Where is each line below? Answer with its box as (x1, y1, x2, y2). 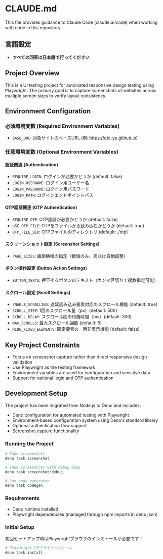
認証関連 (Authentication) (5, 161, 58, 167)
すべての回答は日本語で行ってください (12, 54, 90, 60)
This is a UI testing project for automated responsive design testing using (5, 82, 154, 88)
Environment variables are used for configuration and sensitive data (12, 370, 151, 375)
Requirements (5, 495, 40, 502)
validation (12, 359, 33, 365)
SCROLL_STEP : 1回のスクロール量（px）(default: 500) (12, 307, 118, 313)
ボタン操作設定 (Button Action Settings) (5, 265, 87, 271)
